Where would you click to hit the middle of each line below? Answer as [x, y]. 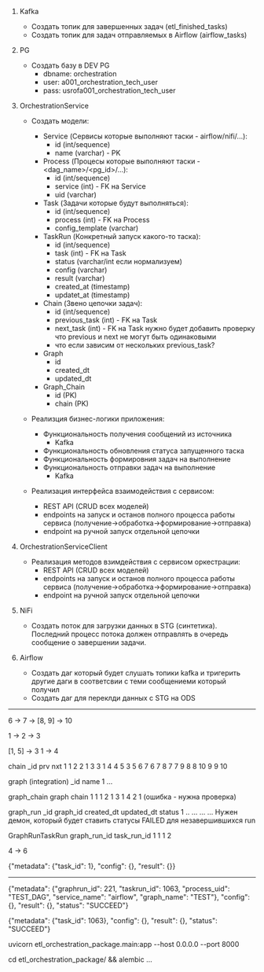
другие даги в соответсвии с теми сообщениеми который [128, 681]
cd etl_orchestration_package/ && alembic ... [80, 959]
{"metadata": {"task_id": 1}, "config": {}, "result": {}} [92, 866]
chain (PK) [71, 403]
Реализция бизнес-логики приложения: [98, 419]
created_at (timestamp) [92, 287]
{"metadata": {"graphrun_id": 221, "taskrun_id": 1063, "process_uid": [119, 889]
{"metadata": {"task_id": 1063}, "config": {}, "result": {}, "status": [113, 920]
